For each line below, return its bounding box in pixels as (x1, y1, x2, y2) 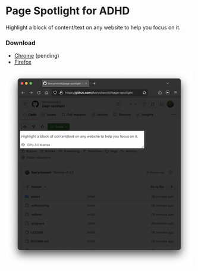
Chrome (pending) (14, 52, 60, 59)
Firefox (14, 58, 32, 66)
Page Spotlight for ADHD (5, 4, 130, 18)
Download (5, 39, 36, 47)
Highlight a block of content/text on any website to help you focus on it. (5, 24, 181, 31)
